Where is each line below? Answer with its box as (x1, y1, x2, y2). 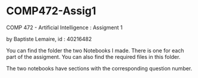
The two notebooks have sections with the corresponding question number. (6, 64, 193, 72)
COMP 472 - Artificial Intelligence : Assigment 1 (6, 24, 123, 31)
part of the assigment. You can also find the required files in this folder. (6, 53, 181, 60)
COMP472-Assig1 (6, 4, 97, 18)
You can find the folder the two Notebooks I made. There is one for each (6, 46, 184, 54)
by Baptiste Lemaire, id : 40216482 (6, 35, 92, 42)
